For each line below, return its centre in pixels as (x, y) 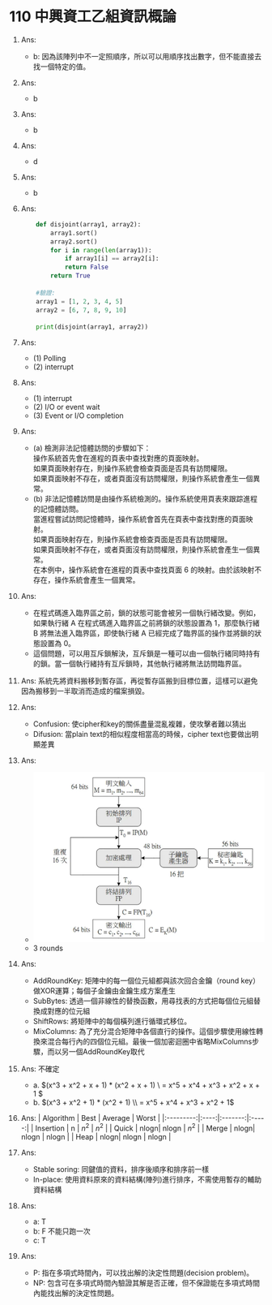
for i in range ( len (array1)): (101, 250)
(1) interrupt (52, 398)
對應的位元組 (69, 1011)
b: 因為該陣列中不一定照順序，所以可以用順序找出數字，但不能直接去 (147, 56)
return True (70, 276)
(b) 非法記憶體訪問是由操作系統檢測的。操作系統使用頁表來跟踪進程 (145, 499)
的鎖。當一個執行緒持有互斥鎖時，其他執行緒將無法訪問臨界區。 (139, 664)
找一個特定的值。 (62, 67)
